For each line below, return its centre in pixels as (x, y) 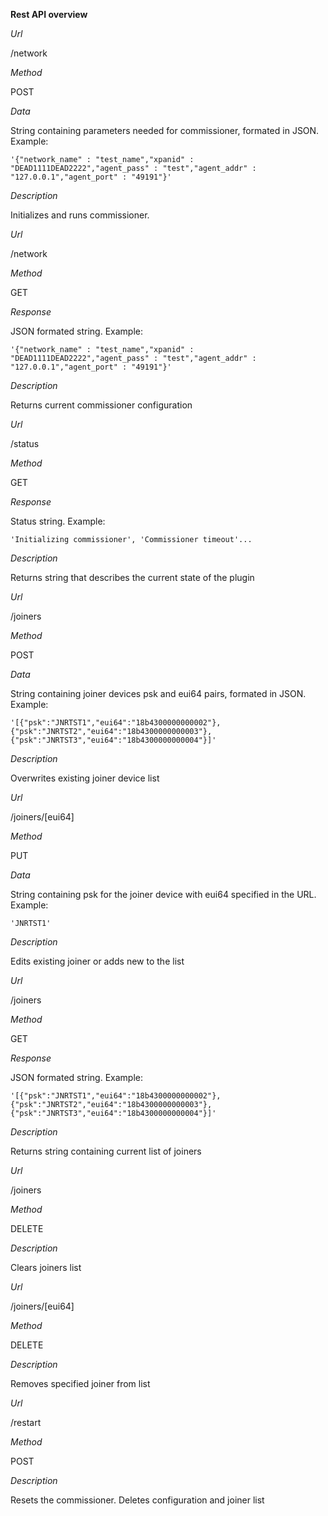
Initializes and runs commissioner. (80, 215)
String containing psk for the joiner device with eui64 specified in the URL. (163, 894)
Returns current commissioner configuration (101, 405)
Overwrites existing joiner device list (85, 778)
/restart (26, 1422)
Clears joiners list (46, 1267)
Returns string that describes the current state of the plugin (132, 577)
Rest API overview (49, 14)
